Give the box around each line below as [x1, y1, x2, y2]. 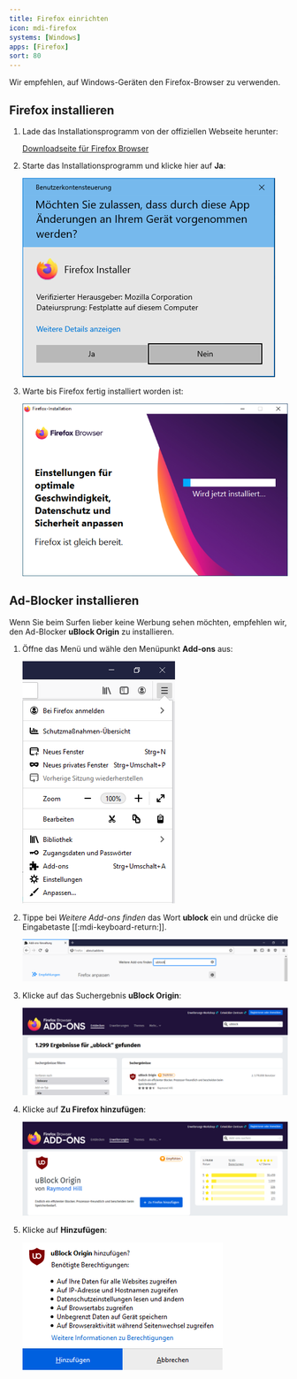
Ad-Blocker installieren [9, 594, 140, 609]
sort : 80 [9, 51, 42, 61]
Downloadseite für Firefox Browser [21, 142, 149, 154]
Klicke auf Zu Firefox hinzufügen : [21, 1104, 146, 1115]
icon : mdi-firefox [9, 23, 77, 33]
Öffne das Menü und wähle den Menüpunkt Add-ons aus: [21, 643, 233, 654]
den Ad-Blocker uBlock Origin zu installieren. [9, 626, 175, 637]
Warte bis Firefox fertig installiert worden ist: [21, 386, 184, 396]
